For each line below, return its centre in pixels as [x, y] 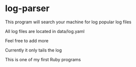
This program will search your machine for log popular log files [68, 22]
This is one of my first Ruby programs [43, 59]
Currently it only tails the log [34, 50]
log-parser [27, 8]
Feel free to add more [27, 41]
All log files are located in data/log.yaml [45, 31]
